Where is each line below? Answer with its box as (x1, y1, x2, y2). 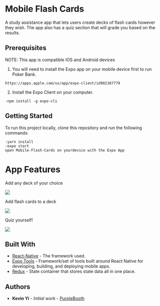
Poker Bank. (12, 71, 36, 77)
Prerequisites (5, 44, 47, 52)
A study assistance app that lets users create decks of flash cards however (5, 19, 156, 25)
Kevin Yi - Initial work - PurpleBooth (12, 295, 85, 302)
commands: (5, 130, 29, 136)
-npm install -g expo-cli (5, 99, 57, 103)
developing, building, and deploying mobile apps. (12, 263, 111, 269)
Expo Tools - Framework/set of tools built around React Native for (12, 258, 144, 264)
